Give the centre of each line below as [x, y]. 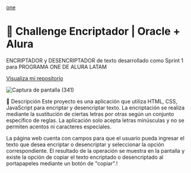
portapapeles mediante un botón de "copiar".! [62, 163]
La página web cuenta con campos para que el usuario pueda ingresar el [95, 138]
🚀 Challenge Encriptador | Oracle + [93, 32]
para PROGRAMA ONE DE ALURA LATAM [56, 67]
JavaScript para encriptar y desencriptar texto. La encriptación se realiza [95, 108]
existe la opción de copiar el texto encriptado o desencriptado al [85, 157]
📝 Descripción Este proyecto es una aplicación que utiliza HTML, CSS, [92, 101]
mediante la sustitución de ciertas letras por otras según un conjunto [90, 114]
